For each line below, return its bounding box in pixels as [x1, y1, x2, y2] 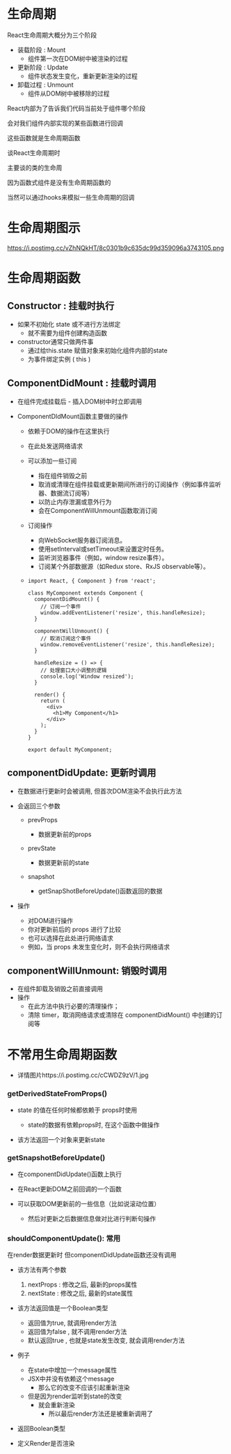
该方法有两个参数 [17, 1266, 67, 1274]
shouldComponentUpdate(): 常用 [7, 1233, 120, 1243]
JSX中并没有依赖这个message [27, 1374, 115, 1383]
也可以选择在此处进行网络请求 [27, 933, 113, 942]
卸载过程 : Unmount [17, 80, 74, 89]
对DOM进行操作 [27, 916, 74, 925]
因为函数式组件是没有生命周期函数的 [7, 178, 111, 186]
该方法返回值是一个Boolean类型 [17, 1304, 109, 1312]
